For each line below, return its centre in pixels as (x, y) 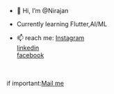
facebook (30, 55)
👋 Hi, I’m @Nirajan (42, 11)
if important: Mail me (35, 83)
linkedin (28, 48)
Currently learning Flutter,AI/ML (62, 24)
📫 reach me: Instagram (50, 38)
